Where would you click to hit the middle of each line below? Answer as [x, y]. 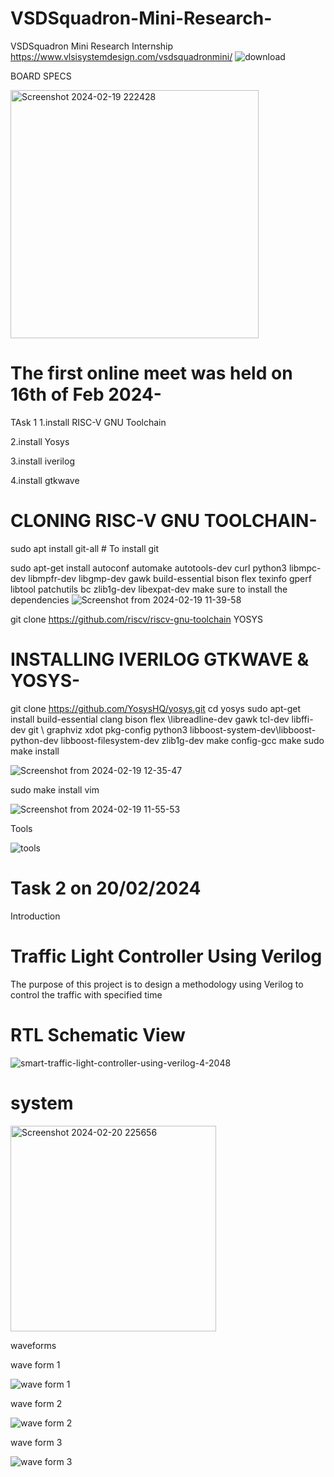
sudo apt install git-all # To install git [85, 548]
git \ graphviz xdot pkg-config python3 [108, 729]
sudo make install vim [55, 789]
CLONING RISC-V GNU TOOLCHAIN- [164, 521]
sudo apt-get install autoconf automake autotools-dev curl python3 [148, 568]
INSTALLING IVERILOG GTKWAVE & [160, 659]
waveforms [33, 1345]
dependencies [40, 599]
